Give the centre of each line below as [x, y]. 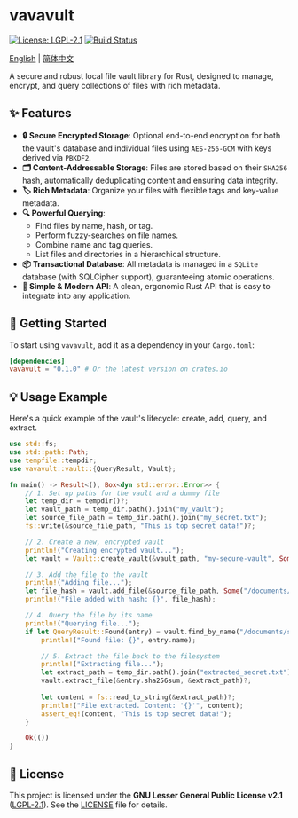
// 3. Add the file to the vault [87, 574]
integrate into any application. [76, 295]
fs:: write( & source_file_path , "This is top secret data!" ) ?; [140, 526]
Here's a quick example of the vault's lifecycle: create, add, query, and [138, 419]
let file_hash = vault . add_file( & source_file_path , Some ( [134, 591]
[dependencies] [37, 361]
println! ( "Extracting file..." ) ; [103, 665]
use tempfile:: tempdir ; [53, 460]
